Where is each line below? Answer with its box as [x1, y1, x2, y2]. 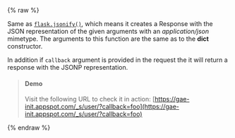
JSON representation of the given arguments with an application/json [7, 27, 210, 35]
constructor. [7, 42, 43, 50]
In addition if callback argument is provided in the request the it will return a [7, 56, 228, 64]
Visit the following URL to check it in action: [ [24, 95, 155, 103]
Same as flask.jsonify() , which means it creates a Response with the [7, 20, 213, 27]
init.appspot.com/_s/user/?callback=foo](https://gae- [24, 102, 180, 111]
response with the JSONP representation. [7, 63, 128, 71]
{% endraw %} [7, 123, 51, 132]
